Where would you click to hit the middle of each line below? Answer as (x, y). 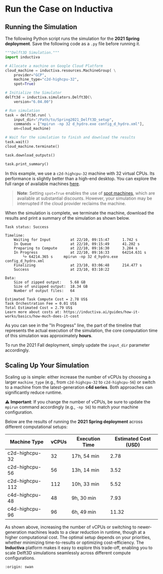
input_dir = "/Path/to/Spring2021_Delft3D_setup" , (64, 120)
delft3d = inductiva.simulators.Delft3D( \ (49, 97)
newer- (145, 527)
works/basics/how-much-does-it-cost (42, 316)
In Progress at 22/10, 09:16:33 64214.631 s (80, 252)
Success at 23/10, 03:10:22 (62, 269)
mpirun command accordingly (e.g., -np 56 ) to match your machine (72, 407)
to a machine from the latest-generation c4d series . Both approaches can (79, 387)
